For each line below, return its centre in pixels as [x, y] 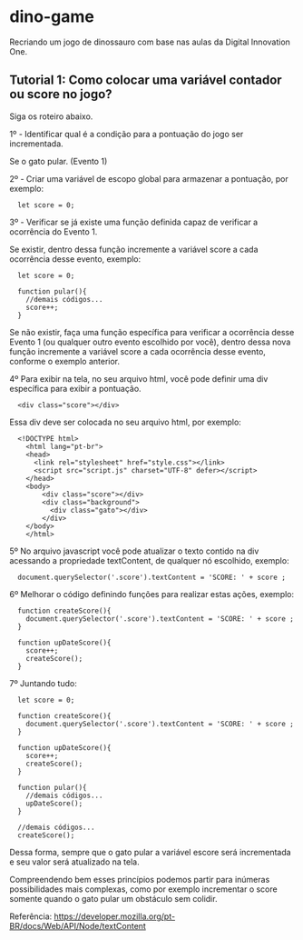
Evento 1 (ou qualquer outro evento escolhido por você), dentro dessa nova [150, 342]
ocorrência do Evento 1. [54, 231]
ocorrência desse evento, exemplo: [75, 259]
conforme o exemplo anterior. [65, 361]
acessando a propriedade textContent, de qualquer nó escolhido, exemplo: [149, 560]
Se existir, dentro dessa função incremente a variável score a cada [134, 249]
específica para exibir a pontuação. [76, 388]
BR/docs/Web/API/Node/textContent [78, 925]
